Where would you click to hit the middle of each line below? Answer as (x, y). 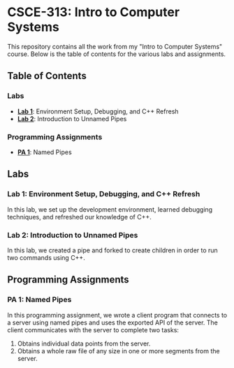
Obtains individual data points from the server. (84, 343)
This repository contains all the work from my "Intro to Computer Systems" (115, 46)
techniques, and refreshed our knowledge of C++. (80, 217)
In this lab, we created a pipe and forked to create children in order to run (112, 250)
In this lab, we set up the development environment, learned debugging (110, 209)
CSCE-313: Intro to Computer (94, 12)
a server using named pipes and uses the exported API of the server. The (112, 322)
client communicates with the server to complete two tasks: (93, 329)
